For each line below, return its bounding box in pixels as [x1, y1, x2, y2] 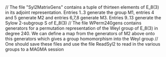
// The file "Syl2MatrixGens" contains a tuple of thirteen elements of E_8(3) [5, 4, 160, 10]
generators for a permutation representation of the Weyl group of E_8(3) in [5, 25, 158, 31]
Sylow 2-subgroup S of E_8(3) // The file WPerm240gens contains [5, 20, 142, 26]
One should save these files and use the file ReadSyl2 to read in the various [5, 41, 161, 47]
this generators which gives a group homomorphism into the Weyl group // [5, 36, 159, 42]
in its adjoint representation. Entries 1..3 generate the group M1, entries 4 [5, 9, 155, 15]
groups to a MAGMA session [5, 47, 64, 52]
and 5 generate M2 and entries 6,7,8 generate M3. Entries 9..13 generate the [5, 15, 162, 20]
